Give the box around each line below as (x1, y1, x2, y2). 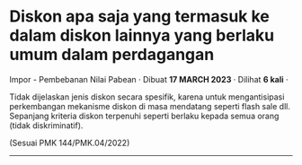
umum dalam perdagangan (9, 45, 215, 65)
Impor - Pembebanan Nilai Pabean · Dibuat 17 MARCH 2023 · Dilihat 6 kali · (9, 74, 289, 84)
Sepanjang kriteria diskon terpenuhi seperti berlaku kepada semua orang (9, 110, 280, 121)
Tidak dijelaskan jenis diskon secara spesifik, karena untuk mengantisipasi (9, 91, 285, 102)
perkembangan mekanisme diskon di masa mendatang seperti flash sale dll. (9, 100, 290, 111)
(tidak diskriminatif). (9, 119, 84, 131)
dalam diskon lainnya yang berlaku (9, 25, 275, 46)
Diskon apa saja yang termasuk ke (9, 6, 270, 27)
